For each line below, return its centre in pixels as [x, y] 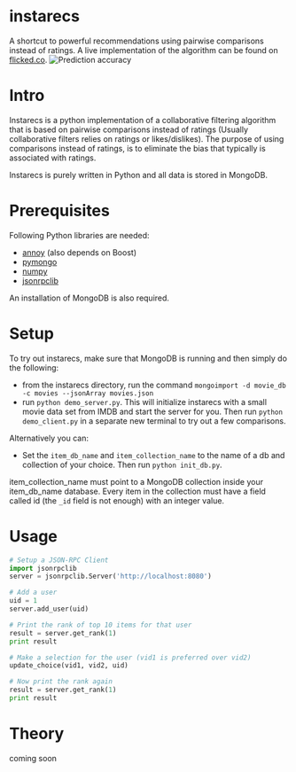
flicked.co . [28, 59]
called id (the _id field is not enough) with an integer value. [117, 500]
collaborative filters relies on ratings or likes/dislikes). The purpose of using [147, 138]
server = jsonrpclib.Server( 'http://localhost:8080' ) [111, 577]
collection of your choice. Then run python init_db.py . [122, 464]
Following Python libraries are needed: [79, 235]
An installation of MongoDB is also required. [90, 298]
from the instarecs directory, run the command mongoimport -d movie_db [154, 385]
